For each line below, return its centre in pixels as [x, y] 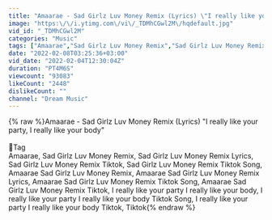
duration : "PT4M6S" [41, 69]
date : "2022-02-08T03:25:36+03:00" [68, 53]
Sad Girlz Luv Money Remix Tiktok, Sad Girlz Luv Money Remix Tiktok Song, [136, 165]
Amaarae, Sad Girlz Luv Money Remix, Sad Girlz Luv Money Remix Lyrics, [131, 156]
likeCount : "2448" [39, 83]
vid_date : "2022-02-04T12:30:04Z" [67, 61]
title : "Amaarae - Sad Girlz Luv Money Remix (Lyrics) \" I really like [132, 16]
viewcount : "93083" [41, 76]
